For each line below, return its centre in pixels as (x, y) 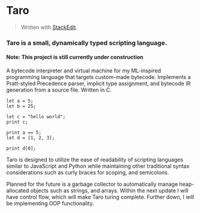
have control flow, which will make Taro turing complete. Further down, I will (100, 197)
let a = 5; (20, 101)
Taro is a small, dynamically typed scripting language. (87, 43)
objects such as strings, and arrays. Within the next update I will (109, 191)
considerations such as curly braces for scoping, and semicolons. (88, 173)
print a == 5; (24, 133)
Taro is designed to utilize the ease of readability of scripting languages (95, 160)
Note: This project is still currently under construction (75, 57)
